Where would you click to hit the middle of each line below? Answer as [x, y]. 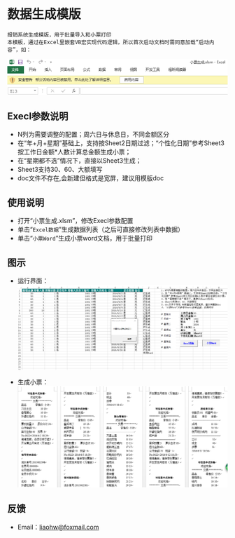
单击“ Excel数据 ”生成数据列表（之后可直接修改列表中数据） [100, 229]
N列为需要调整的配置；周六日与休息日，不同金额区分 [93, 135]
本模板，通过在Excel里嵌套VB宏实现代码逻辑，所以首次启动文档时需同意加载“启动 [108, 42]
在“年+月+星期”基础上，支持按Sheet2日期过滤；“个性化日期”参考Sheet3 [121, 143]
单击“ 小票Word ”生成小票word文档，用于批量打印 [85, 238]
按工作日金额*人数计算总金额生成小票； [74, 152]
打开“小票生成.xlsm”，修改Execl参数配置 [75, 221]
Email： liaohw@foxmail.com [58, 527]
